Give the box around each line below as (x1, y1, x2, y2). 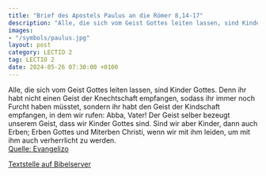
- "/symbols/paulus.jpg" (8, 33, 90, 42)
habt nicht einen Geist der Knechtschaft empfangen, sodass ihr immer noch (8, 93, 256, 103)
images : (8, 26, 34, 34)
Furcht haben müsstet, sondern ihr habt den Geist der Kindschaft (8, 101, 220, 111)
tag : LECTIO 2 (8, 56, 55, 64)
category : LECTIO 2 (8, 48, 73, 56)
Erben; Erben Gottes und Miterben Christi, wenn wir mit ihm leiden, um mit (8, 127, 251, 136)
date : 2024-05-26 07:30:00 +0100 (8, 63, 119, 71)
